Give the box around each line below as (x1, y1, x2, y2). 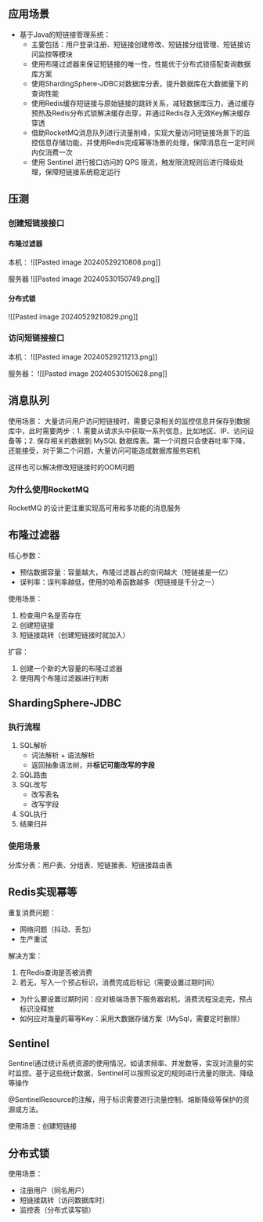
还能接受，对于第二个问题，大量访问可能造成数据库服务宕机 (8, 446, 200, 455)
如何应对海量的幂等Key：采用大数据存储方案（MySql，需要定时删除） (19, 1013, 244, 1023)
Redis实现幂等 (8, 885, 77, 899)
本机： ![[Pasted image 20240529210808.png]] (8, 257, 161, 267)
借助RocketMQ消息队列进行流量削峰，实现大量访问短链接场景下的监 (31, 128, 250, 137)
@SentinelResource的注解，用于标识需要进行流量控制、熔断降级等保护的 (8, 1095, 243, 1104)
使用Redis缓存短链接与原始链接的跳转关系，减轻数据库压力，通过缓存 (31, 98, 255, 108)
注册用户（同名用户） (19, 1186, 88, 1195)
